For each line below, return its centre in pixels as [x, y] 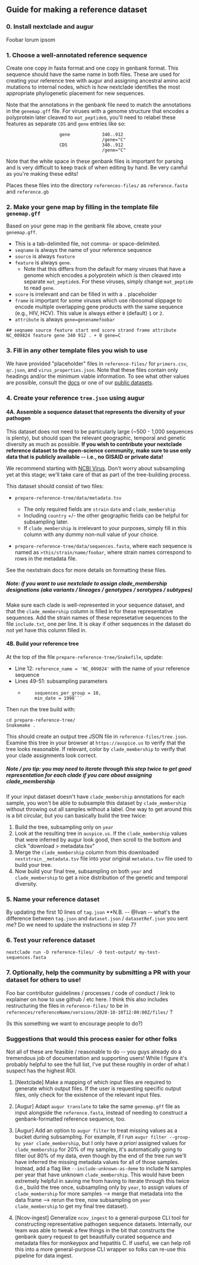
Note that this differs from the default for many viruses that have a [105, 269]
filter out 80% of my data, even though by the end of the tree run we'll [100, 1156]
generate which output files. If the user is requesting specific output [98, 1089]
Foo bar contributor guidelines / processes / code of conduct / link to [91, 993]
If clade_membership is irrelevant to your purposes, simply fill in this [105, 528]
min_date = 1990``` [59, 698]
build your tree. [33, 865]
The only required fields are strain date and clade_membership [99, 509]
